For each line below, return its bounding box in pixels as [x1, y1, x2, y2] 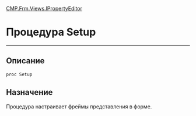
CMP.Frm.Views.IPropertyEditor [6, 5, 83, 12]
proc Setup [6, 71, 33, 77]
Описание [6, 56, 45, 66]
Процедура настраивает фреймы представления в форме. [6, 103, 152, 110]
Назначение [6, 87, 53, 97]
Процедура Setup [6, 26, 96, 39]
